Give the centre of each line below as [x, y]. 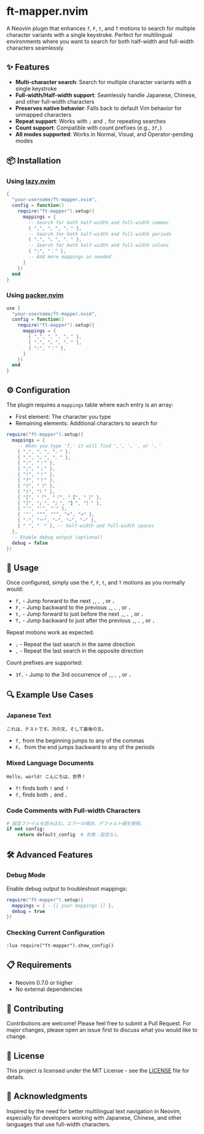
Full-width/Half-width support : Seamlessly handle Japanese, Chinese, [106, 95]
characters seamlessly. [36, 48]
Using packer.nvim [35, 295]
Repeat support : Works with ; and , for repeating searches [90, 121]
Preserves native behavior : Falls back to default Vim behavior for [99, 108]
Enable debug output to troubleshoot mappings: [67, 888]
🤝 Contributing [35, 1008]
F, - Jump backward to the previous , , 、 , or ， [74, 608]
